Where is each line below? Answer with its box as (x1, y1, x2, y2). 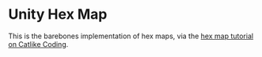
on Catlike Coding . (8, 39, 69, 48)
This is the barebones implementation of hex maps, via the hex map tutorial (8, 31, 254, 41)
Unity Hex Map (8, 5, 108, 23)
